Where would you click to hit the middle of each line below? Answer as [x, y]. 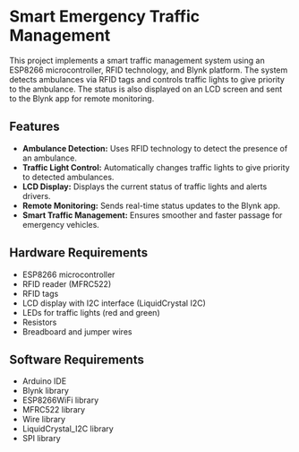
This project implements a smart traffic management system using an [137, 60]
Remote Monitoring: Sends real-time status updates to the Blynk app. [151, 205]
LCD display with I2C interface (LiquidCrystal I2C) [114, 303]
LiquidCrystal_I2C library [68, 429]
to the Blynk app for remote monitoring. [82, 98]
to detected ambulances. [68, 177]
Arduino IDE [44, 381]
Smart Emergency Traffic [104, 17]
